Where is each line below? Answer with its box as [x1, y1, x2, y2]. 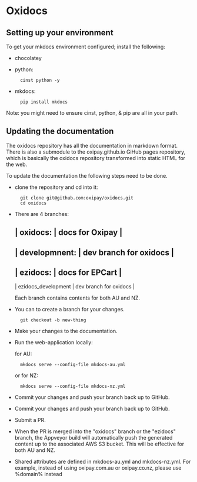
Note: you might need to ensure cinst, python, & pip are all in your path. [6, 109, 179, 116]
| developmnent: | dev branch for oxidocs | [14, 247, 175, 257]
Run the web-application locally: [14, 339, 93, 346]
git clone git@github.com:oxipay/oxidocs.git [20, 195, 133, 201]
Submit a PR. [14, 417, 46, 424]
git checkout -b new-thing [20, 317, 86, 323]
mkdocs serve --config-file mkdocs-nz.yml [20, 384, 126, 390]
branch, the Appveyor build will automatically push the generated [14, 434, 173, 441]
